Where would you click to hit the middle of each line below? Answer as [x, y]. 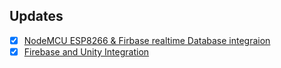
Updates [36, 16]
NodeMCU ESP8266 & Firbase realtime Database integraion [147, 40]
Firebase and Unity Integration [86, 51]
